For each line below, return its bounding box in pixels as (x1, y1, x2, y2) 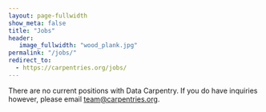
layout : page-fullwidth (8, 11, 88, 20)
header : (8, 34, 34, 42)
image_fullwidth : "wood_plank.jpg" (18, 42, 138, 50)
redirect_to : (8, 57, 52, 65)
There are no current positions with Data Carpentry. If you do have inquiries (8, 86, 258, 95)
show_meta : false (8, 19, 66, 27)
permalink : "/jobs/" (8, 49, 78, 57)
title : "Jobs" (8, 26, 56, 34)
